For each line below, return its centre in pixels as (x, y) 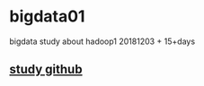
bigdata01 (47, 17)
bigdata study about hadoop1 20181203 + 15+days (102, 41)
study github (46, 69)
